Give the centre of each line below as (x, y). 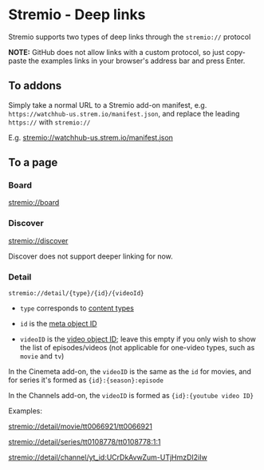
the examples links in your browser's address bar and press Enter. (137, 61)
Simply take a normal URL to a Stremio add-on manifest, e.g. (108, 105)
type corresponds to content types (77, 308)
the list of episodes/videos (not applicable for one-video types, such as (137, 348)
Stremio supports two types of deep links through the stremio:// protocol (130, 37)
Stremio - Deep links (77, 15)
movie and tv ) (42, 356)
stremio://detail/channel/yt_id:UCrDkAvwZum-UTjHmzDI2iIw (108, 457)
